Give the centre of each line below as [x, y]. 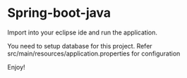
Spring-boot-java [59, 13]
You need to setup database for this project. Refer [80, 46]
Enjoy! [17, 67]
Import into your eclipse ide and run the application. [82, 32]
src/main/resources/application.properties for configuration [94, 53]
